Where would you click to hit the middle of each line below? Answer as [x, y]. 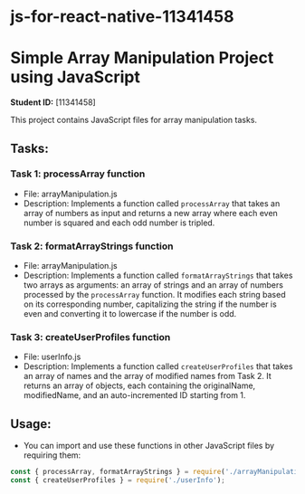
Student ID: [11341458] [53, 102]
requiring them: [52, 455]
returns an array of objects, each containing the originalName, [139, 385]
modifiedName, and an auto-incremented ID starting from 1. [134, 395]
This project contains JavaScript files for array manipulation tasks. [133, 120]
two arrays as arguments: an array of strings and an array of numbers [153, 285]
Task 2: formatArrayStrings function [92, 246]
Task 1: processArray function [78, 174]
